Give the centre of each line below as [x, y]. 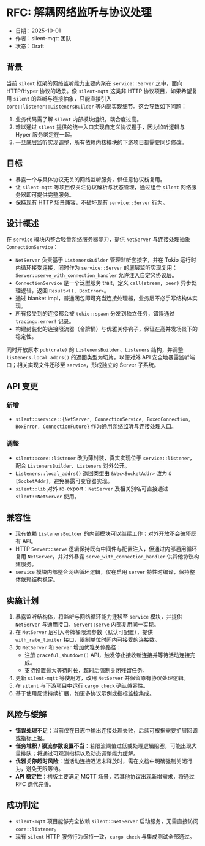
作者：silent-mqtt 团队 [43, 38]
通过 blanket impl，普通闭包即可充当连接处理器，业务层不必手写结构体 [104, 299]
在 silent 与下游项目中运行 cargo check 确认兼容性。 [82, 685]
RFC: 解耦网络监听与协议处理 [79, 13]
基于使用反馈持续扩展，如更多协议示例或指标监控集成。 [85, 693]
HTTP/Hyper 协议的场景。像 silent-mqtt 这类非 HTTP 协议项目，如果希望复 [102, 91]
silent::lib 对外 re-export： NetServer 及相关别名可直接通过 [91, 489]
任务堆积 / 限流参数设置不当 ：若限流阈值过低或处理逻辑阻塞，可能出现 [103, 745]
